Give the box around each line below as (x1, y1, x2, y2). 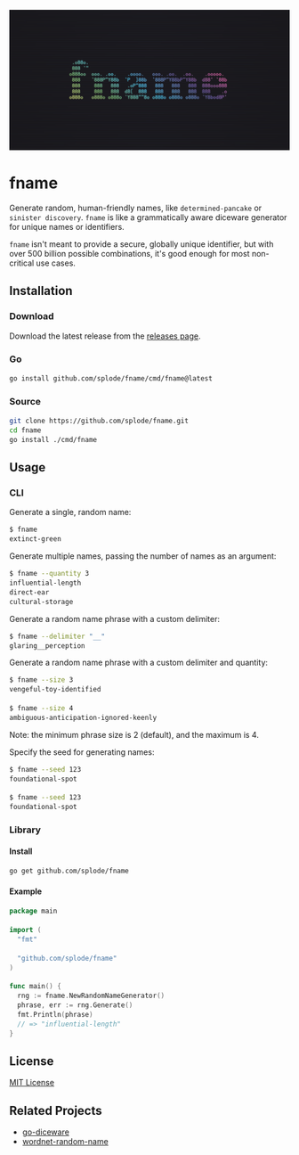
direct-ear (9, 587, 50, 597)
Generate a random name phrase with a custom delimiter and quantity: (9, 657, 269, 668)
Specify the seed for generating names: (9, 746, 155, 758)
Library (9, 823, 42, 836)
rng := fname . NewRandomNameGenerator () (17, 991, 166, 1001)
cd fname (9, 425, 42, 435)
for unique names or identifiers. (9, 221, 125, 232)
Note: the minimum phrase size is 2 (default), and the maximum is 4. (9, 729, 260, 740)
